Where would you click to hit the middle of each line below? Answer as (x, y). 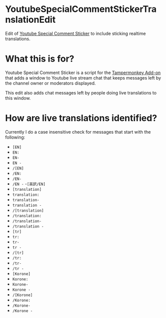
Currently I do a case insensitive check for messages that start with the (78, 132)
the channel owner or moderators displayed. (50, 83)
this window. (18, 98)
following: (15, 137)
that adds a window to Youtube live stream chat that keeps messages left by (83, 78)
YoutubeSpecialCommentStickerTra (81, 9)
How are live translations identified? (81, 118)
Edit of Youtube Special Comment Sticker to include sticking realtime (76, 33)
